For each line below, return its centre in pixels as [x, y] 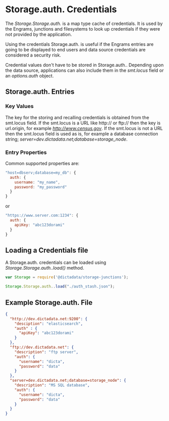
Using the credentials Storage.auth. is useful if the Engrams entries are [79, 44]
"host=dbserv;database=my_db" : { [41, 173]
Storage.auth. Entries [40, 92]
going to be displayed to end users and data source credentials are [76, 49]
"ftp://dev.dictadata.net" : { [42, 348]
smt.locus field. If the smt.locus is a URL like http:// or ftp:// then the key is [83, 123]
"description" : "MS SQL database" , [52, 385]
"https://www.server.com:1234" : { [42, 216]
